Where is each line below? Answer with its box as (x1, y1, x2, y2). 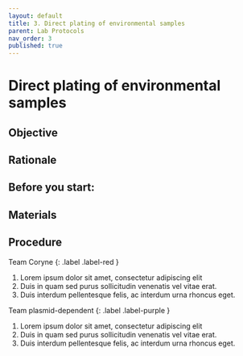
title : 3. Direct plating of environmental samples (8, 19, 185, 27)
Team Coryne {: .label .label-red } (8, 257, 119, 266)
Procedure (8, 236, 63, 249)
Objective (8, 126, 59, 140)
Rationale (8, 153, 57, 167)
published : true (8, 42, 63, 50)
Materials (8, 207, 57, 222)
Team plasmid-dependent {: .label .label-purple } (8, 305, 171, 315)
